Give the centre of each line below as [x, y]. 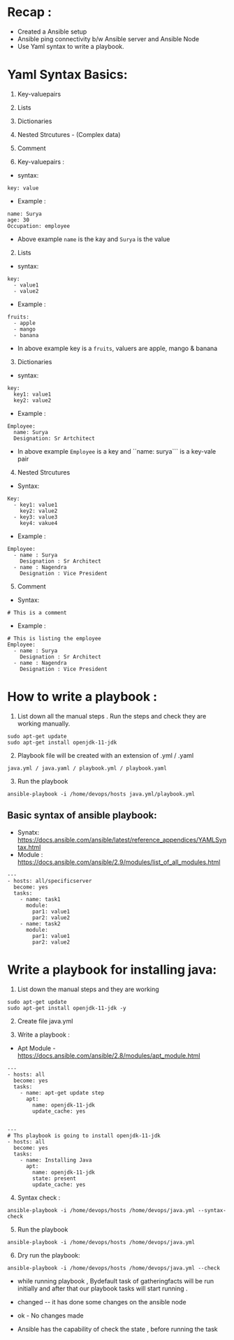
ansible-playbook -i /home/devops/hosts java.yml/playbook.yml [101, 794]
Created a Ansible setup [52, 31]
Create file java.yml [45, 1021]
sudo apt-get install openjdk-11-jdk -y [67, 1008]
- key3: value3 [36, 517]
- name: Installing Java [56, 1160]
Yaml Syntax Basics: [67, 75]
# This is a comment [37, 612]
